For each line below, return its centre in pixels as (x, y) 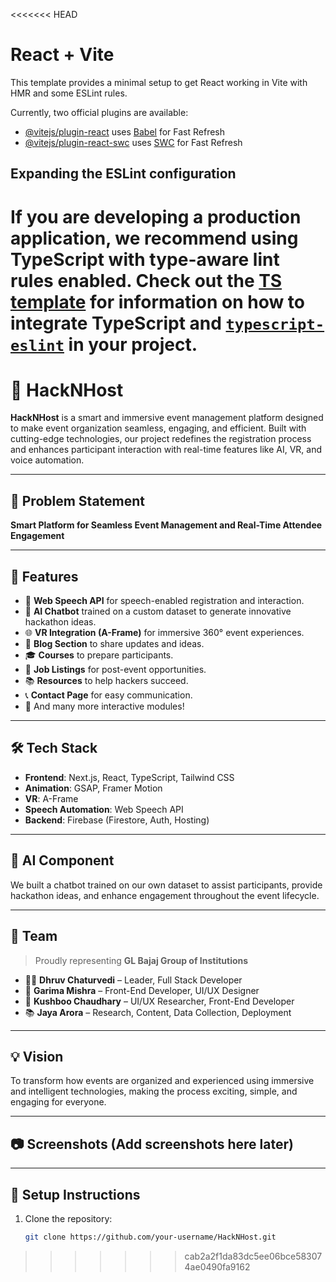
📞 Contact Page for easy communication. (108, 695)
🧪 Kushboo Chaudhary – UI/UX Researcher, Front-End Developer (159, 1001)
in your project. (133, 344)
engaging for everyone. (58, 1102)
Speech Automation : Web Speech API (104, 809)
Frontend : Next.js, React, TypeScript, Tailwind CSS (129, 777)
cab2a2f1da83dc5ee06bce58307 (253, 1256)
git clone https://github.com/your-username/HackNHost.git (150, 1237)
